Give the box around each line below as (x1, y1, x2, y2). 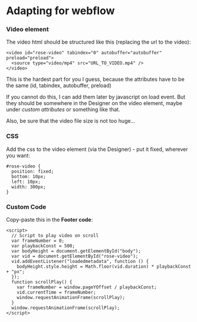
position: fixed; (11, 168, 54, 175)
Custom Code (6, 202, 47, 211)
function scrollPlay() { (11, 279, 73, 285)
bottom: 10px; (11, 173, 46, 179)
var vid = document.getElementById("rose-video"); (11, 254, 139, 259)
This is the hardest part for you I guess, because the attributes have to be (6, 75, 185, 83)
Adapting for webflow (6, 4, 115, 18)
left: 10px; (11, 179, 41, 185)
